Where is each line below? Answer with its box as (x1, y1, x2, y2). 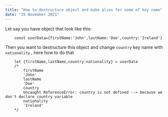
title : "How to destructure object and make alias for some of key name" (5, 7, 163, 12)
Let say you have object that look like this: (5, 25, 92, 31)
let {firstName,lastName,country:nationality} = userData (14, 59, 138, 64)
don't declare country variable (5, 94, 73, 99)
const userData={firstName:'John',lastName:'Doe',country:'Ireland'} (14, 35, 163, 40)
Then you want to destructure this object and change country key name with (5, 44, 163, 50)
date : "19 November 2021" (5, 12, 59, 17)
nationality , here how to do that (5, 49, 74, 55)
